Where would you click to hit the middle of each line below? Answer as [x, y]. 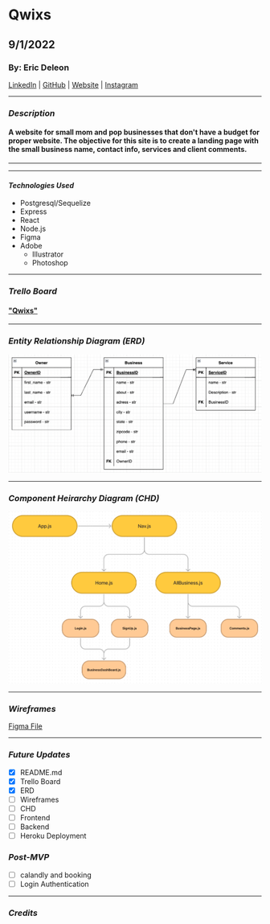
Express [33, 211]
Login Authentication [55, 884]
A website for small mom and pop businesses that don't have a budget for [134, 132]
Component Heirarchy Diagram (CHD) [84, 499]
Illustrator [48, 254]
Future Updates [39, 755]
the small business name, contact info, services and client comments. [128, 150]
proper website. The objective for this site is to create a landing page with [133, 141]
